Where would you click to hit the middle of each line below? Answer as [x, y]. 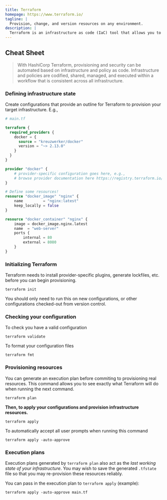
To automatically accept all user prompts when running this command [77, 430]
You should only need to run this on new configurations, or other [71, 299]
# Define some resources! [32, 192]
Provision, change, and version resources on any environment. [76, 24]
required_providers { [32, 132]
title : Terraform [23, 10]
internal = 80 [38, 238]
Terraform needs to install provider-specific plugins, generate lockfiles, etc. [83, 275]
